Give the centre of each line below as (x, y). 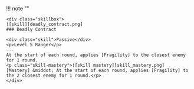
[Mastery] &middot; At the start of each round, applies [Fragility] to (97, 70)
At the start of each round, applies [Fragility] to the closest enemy (96, 55)
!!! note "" (18, 8)
